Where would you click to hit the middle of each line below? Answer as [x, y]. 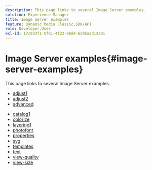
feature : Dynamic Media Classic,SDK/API [49, 24]
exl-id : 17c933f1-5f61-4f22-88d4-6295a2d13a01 [55, 33]
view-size [23, 162]
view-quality [26, 157]
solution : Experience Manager [37, 15]
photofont [23, 130]
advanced [23, 104]
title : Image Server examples [37, 19]
